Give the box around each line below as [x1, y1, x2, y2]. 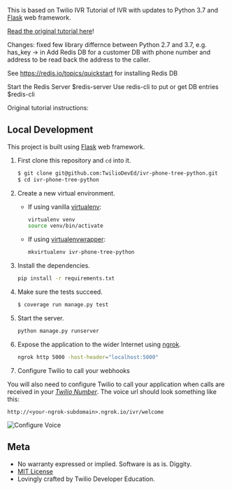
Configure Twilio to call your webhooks [17, 366, 131, 374]
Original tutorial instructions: [7, 104, 89, 111]
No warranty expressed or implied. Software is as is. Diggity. [17, 459, 192, 468]
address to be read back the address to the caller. [7, 55, 151, 64]
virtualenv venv [27, 216, 75, 223]
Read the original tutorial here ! [7, 27, 94, 35]
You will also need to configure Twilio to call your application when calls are [7, 380, 225, 388]
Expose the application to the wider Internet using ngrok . [17, 340, 182, 348]
